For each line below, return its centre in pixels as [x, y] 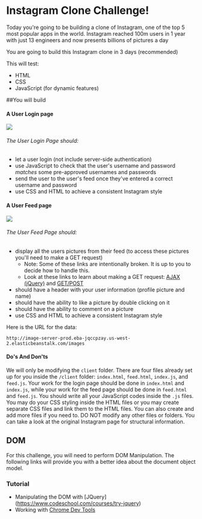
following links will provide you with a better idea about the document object [101, 462]
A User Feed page [29, 205]
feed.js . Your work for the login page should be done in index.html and [95, 383]
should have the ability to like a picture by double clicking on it [92, 302]
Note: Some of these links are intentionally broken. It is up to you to [107, 264]
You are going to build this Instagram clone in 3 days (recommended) [92, 51]
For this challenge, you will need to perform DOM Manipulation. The [90, 455]
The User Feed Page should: [42, 232]
